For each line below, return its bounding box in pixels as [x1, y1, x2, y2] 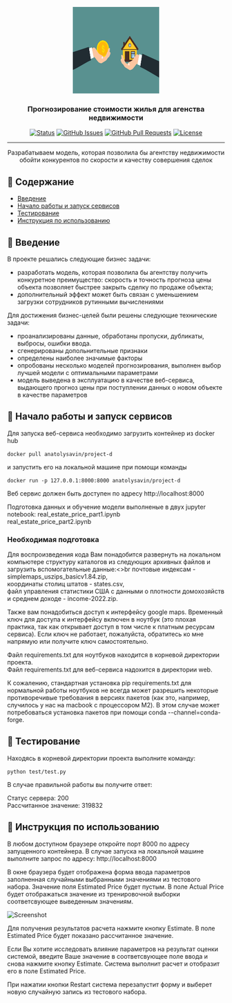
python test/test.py [7, 768, 67, 775]
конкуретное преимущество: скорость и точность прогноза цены [17, 275, 212, 284]
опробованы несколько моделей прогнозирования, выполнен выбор [17, 361, 222, 370]
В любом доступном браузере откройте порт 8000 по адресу [7, 840, 190, 848]
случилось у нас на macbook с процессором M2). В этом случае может [7, 701, 220, 710]
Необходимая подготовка [7, 534, 99, 544]
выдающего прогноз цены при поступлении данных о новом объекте [17, 383, 223, 391]
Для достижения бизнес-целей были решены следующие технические [7, 311, 217, 319]
